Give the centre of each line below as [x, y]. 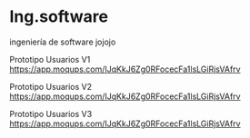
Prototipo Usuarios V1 [50, 59]
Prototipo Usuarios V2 [51, 86]
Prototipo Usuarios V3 [51, 113]
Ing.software [59, 17]
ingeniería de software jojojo [63, 42]
